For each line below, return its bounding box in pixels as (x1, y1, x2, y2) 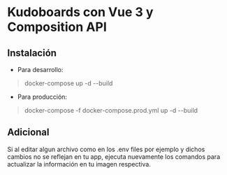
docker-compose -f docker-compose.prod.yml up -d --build (24, 106, 198, 114)
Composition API (7, 19, 107, 35)
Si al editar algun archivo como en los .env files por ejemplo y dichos (7, 145, 205, 153)
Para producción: (17, 92, 68, 101)
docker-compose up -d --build (24, 79, 113, 87)
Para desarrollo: (17, 66, 64, 73)
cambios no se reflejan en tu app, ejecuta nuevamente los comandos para (7, 152, 221, 161)
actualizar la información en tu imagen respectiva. (7, 160, 152, 168)
